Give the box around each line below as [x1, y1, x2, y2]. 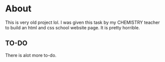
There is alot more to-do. [5, 52, 56, 58]
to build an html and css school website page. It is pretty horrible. [5, 24, 140, 30]
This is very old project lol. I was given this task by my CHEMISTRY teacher [5, 19, 160, 25]
